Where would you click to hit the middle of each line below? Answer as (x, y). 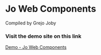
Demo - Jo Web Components (36, 47)
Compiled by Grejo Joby (31, 23)
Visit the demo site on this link (43, 36)
